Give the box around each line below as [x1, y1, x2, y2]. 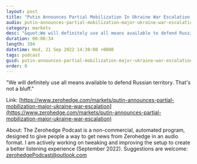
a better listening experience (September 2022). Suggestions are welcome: [6, 145, 188, 152]
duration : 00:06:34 [6, 36, 54, 42]
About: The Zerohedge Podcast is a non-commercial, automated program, [6, 127, 185, 134]
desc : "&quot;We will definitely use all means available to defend [6, 30, 177, 36]
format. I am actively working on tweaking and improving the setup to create [6, 139, 191, 146]
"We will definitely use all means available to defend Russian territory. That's [6, 79, 191, 86]
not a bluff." [6, 86, 34, 93]
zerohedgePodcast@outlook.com [6, 152, 87, 159]
